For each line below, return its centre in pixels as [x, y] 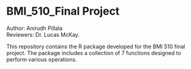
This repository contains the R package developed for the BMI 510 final [96, 46]
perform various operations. [42, 59]
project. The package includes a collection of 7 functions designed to [94, 53]
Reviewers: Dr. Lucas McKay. [43, 34]
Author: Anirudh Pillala [35, 28]
